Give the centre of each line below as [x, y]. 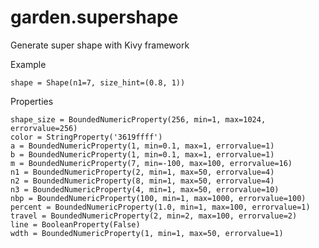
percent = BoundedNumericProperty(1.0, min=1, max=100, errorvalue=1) [160, 207]
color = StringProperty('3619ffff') [86, 137]
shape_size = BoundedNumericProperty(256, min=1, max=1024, [138, 119]
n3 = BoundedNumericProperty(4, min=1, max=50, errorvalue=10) [145, 189]
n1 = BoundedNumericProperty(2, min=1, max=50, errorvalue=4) [142, 172]
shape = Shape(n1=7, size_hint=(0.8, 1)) [98, 82]
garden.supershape [94, 17]
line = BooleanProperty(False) [75, 224]
